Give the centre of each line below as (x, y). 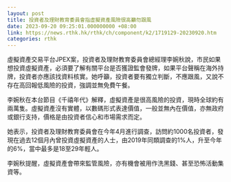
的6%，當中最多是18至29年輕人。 (55, 149)
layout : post (26, 13)
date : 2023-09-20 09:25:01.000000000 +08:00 (72, 26)
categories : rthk (32, 39)
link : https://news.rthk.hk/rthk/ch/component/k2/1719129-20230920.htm (112, 33)
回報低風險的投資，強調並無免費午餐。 (79, 85)
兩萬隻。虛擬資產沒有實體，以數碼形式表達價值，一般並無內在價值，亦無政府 (115, 109)
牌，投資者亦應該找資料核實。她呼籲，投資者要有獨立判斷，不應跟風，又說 (112, 77)
